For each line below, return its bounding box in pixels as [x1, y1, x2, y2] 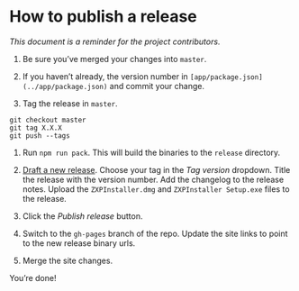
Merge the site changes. [22, 255, 113, 266]
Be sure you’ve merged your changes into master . [22, 53, 207, 64]
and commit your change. [109, 80, 205, 91]
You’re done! [9, 272, 57, 283]
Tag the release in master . [22, 97, 118, 109]
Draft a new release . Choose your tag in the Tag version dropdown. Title [22, 164, 291, 175]
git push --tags [9, 131, 70, 141]
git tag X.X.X [9, 123, 63, 132]
